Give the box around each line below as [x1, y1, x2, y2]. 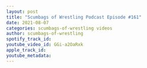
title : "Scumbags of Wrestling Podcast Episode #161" [6, 14, 142, 20]
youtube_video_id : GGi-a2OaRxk [6, 42, 84, 48]
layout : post [6, 8, 39, 15]
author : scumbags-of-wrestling [6, 31, 84, 37]
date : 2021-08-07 [6, 20, 49, 25]
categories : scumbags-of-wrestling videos [6, 25, 113, 31]
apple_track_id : [6, 47, 46, 53]
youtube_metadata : [6, 53, 52, 59]
